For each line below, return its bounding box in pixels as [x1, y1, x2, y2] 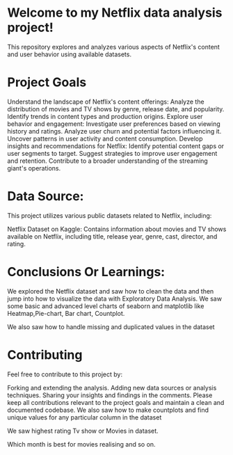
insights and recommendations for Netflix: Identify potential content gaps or [7, 141, 225, 150]
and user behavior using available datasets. [7, 50, 132, 58]
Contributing [7, 346, 83, 362]
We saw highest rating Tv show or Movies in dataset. [7, 426, 159, 435]
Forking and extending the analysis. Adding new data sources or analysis [7, 383, 217, 392]
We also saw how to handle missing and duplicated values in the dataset [7, 322, 215, 331]
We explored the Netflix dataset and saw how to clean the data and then [7, 287, 214, 295]
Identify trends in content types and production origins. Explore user [7, 112, 203, 120]
